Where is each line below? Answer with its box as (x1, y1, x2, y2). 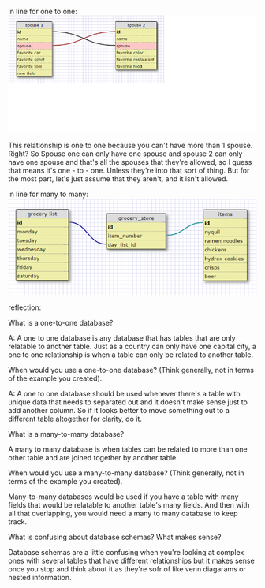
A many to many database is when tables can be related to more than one (8, 445, 248, 454)
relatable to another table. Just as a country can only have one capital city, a (8, 341, 256, 351)
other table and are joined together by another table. (8, 452, 179, 462)
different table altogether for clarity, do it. (8, 414, 142, 423)
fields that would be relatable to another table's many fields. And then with (8, 500, 250, 509)
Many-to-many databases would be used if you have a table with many (8, 492, 239, 501)
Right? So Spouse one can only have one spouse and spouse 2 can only (8, 149, 243, 158)
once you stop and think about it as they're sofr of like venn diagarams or (8, 564, 246, 574)
